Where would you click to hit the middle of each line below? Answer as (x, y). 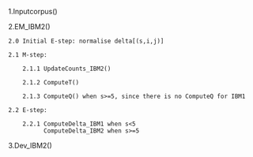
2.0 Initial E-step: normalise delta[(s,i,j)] (86, 41)
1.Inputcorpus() (33, 11)
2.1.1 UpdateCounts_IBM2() (67, 69)
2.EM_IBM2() (29, 26)
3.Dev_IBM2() (30, 146)
